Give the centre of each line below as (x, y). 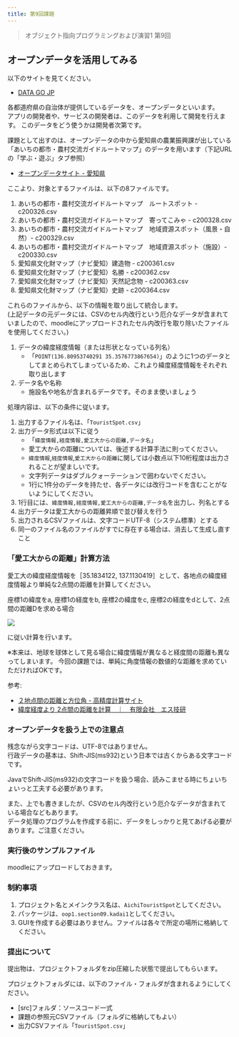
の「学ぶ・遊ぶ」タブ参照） (48, 158)
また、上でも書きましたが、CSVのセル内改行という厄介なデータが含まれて (117, 804)
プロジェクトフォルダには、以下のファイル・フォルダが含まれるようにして (117, 983)
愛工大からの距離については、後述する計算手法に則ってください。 (125, 449)
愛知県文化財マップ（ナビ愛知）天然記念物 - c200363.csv (103, 281)
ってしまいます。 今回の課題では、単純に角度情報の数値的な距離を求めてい (117, 661)
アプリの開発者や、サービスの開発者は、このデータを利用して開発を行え (113, 116)
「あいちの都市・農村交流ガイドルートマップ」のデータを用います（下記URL (120, 149)
